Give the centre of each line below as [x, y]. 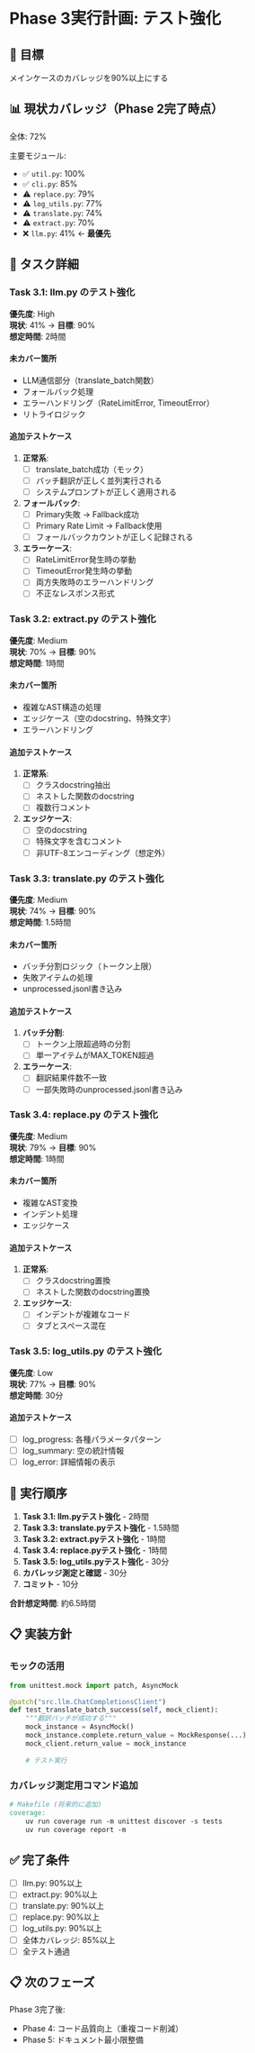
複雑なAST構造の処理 [62, 707]
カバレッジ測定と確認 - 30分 [75, 1573]
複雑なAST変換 [50, 1203]
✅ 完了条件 [40, 1860]
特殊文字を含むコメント [79, 841]
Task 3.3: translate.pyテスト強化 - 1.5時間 [101, 1528]
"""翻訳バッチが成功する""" [71, 1719]
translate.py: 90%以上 [63, 1906]
